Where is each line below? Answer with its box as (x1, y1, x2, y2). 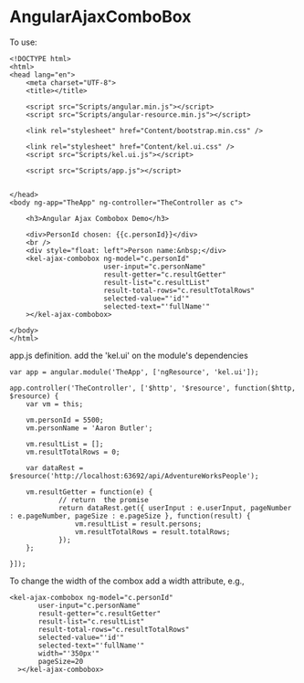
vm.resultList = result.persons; (74, 519, 203, 529)
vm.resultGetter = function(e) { (26, 487, 153, 497)
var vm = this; (26, 399, 84, 408)
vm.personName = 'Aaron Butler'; (26, 423, 153, 433)
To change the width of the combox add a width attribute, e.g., (9, 575, 245, 586)
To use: (9, 37, 38, 47)
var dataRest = (26, 463, 84, 472)
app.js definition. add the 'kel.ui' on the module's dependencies (9, 350, 248, 361)
